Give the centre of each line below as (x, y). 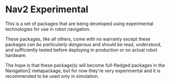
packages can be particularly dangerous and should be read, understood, (83, 44)
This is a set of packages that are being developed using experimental (79, 24)
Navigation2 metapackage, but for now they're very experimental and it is (83, 71)
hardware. (16, 55)
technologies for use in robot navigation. (48, 29)
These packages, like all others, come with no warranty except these (78, 39)
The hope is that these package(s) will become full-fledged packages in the (85, 65)
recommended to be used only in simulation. (52, 76)
